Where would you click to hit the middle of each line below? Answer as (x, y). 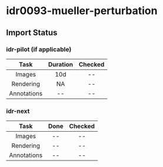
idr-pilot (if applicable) (39, 49)
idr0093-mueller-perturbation (82, 11)
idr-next (18, 111)
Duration (61, 64)
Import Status (32, 33)
